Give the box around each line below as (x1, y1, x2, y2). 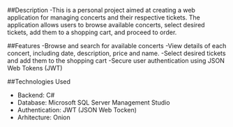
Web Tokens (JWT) (7, 64, 63, 72)
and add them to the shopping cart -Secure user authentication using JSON (7, 57, 225, 65)
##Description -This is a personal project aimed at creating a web (7, 6, 195, 14)
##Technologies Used (7, 77, 71, 86)
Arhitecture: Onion (17, 113, 71, 121)
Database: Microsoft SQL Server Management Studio (17, 98, 170, 107)
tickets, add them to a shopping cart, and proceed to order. (7, 28, 177, 36)
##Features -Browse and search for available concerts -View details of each (7, 42, 227, 50)
